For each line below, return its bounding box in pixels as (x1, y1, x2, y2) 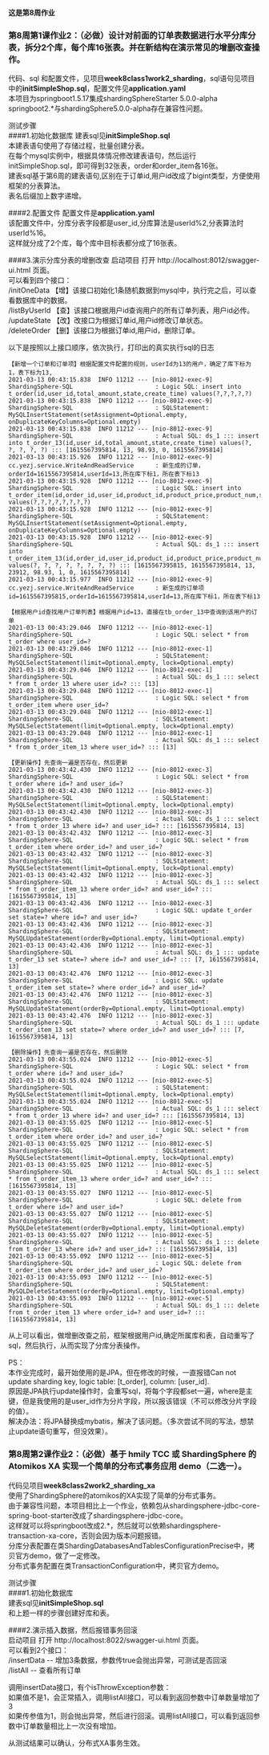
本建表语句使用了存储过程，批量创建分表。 (8, 141, 149, 151)
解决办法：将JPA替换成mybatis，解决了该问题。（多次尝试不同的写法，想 (8, 1417, 247, 1426)
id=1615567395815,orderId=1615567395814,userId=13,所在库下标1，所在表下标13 (8, 593, 261, 601)
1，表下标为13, (8, 369, 54, 377)
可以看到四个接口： (8, 275, 72, 285)
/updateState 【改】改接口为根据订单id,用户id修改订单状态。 (8, 316, 207, 325)
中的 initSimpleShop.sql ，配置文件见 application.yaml (8, 84, 187, 93)
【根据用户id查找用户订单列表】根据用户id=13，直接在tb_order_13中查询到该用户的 (8, 608, 252, 617)
